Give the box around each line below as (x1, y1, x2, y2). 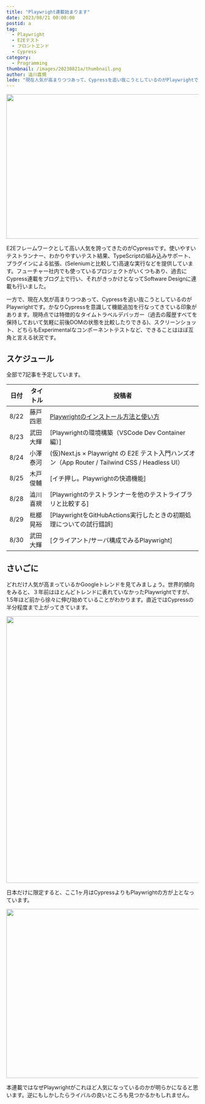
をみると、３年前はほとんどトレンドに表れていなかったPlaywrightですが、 (6, 588, 193, 595)
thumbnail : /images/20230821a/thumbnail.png (6, 65, 121, 72)
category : (6, 54, 32, 60)
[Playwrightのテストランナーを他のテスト (49, 490, 168, 498)
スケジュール (6, 354, 54, 364)
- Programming (12, 60, 48, 66)
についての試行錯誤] (56, 520, 113, 528)
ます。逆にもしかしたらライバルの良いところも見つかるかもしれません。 (11, 1091, 193, 1099)
